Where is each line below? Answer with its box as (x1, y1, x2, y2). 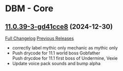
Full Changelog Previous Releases (5, 35, 74, 41)
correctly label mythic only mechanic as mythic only (12, 45, 118, 50)
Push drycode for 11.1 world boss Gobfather (12, 50, 100, 56)
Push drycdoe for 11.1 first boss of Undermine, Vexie (12, 55, 118, 61)
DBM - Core (5, 3, 54, 14)
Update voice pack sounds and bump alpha (12, 61, 101, 66)
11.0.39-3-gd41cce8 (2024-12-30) (5, 23, 113, 31)
